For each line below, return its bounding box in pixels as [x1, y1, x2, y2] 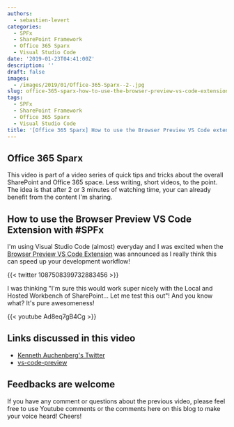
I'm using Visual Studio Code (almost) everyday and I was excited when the [7, 243, 224, 250]
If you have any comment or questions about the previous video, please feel [7, 397, 226, 405]
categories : [7, 23, 42, 30]
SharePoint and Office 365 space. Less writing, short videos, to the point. [7, 178, 218, 186]
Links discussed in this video [7, 332, 136, 344]
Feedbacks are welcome [7, 378, 116, 390]
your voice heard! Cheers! [7, 412, 82, 420]
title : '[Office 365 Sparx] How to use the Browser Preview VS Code [7, 127, 210, 134]
